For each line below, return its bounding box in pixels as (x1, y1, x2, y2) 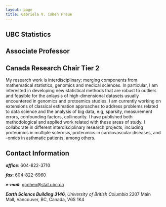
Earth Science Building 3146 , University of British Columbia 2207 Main (5, 191, 151, 197)
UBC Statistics (5, 30, 51, 39)
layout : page (5, 7, 33, 12)
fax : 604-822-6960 (5, 172, 46, 178)
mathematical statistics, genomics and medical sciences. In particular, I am (5, 82, 158, 88)
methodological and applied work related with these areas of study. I (5, 119, 145, 125)
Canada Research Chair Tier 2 (5, 64, 100, 72)
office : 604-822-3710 (5, 162, 50, 168)
